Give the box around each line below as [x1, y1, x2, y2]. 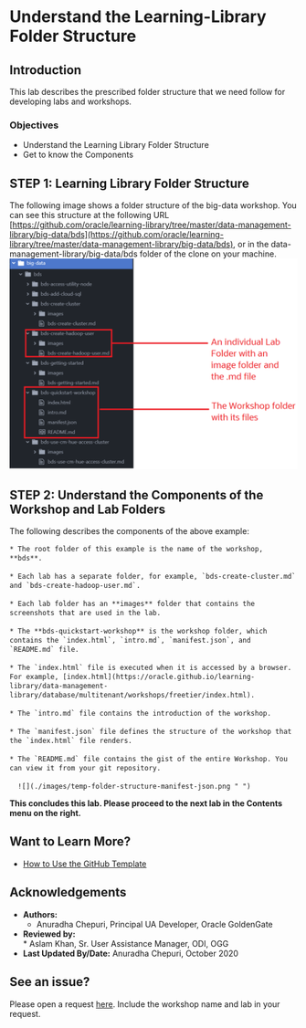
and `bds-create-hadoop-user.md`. [9, 582, 142, 591]
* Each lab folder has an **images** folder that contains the [9, 600, 256, 609]
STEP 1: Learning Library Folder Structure [9, 175, 249, 191]
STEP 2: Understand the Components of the [9, 487, 264, 503]
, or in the [232, 239, 269, 250]
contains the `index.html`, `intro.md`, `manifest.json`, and [9, 636, 251, 645]
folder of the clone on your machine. [139, 248, 277, 259]
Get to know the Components [22, 149, 134, 161]
